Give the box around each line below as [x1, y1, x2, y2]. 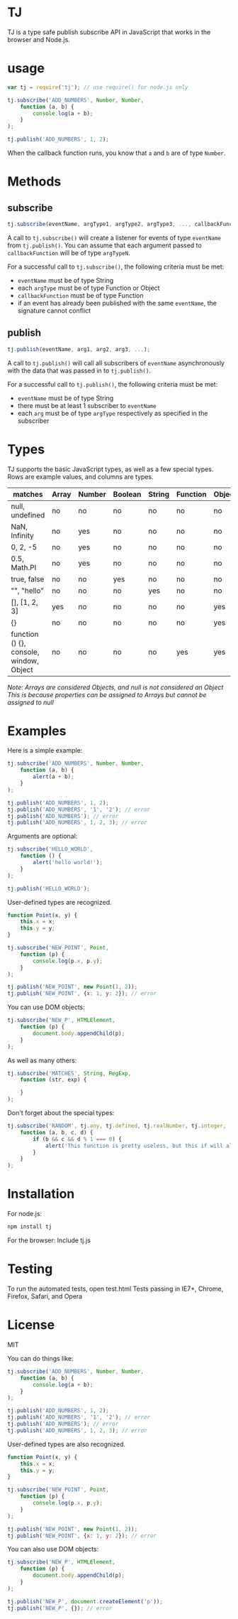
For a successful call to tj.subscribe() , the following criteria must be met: [7, 262, 225, 271]
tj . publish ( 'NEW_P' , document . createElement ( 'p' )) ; [7, 1598, 163, 1605]
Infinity [11, 530, 34, 540]
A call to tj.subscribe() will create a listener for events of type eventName [7, 233, 222, 242]
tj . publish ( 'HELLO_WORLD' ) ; [7, 885, 91, 892]
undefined [11, 510, 45, 520]
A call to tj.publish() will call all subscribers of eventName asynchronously [7, 358, 225, 367]
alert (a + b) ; [33, 773, 74, 780]
